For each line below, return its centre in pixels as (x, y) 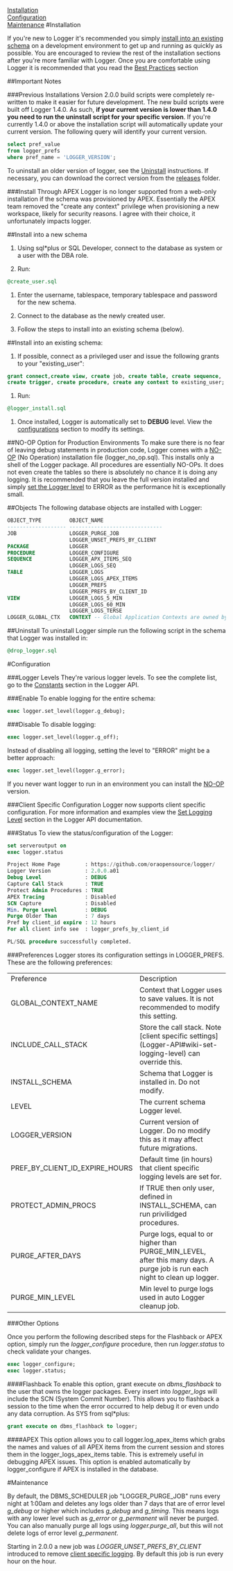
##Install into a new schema (48, 234)
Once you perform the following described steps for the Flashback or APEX (115, 1336)
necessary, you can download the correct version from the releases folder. (114, 178)
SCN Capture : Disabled (62, 903)
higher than (158, 1242)
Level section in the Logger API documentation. (75, 819)
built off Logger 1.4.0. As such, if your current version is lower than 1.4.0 (112, 109)
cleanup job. (160, 1306)
